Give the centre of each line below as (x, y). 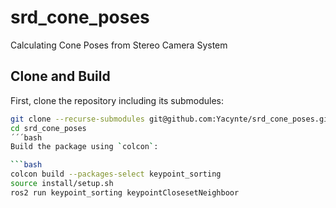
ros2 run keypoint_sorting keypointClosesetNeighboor (125, 192)
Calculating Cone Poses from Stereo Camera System (119, 45)
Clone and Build (60, 76)
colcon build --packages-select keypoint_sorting (116, 174)
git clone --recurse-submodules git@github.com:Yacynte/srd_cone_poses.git (171, 119)
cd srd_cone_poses (48, 128)
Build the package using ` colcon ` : (84, 147)
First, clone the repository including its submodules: (117, 100)
